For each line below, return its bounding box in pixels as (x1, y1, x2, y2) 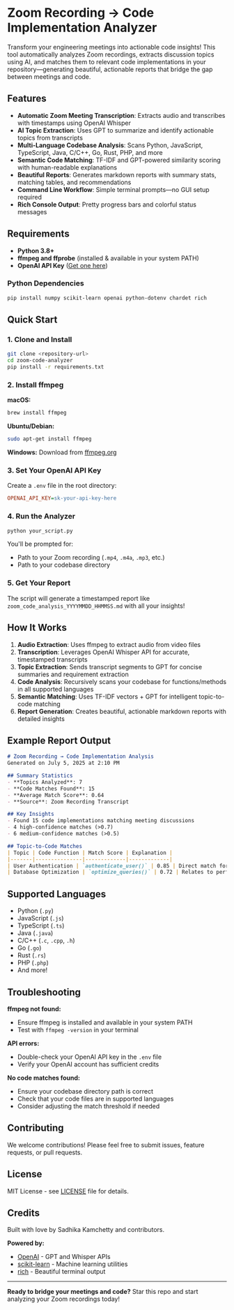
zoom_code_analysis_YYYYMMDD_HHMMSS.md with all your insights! (7, 602, 185, 610)
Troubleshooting (7, 986, 81, 998)
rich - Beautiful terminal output (17, 1267, 106, 1276)
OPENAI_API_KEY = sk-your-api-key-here (7, 495, 117, 502)
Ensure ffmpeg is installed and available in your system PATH (17, 1018, 193, 1027)
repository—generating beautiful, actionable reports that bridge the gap (7, 65, 213, 73)
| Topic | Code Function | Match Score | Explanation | (7, 849, 173, 856)
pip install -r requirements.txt (7, 364, 104, 371)
